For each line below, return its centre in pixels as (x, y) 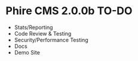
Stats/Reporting (33, 27)
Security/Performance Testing (51, 40)
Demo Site (27, 52)
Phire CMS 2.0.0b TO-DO (69, 11)
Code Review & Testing (43, 33)
